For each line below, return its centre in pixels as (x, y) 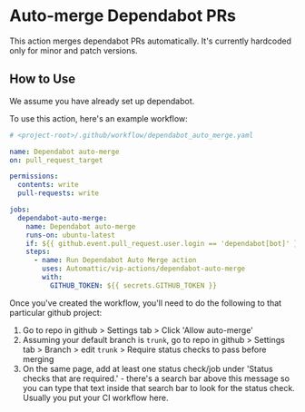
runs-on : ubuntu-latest (71, 235)
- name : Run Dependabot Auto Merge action (115, 260)
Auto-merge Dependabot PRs (123, 16)
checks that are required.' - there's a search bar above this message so (156, 378)
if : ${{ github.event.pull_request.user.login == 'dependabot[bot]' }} (164, 243)
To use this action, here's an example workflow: (98, 118)
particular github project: (56, 312)
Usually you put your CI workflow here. (95, 397)
